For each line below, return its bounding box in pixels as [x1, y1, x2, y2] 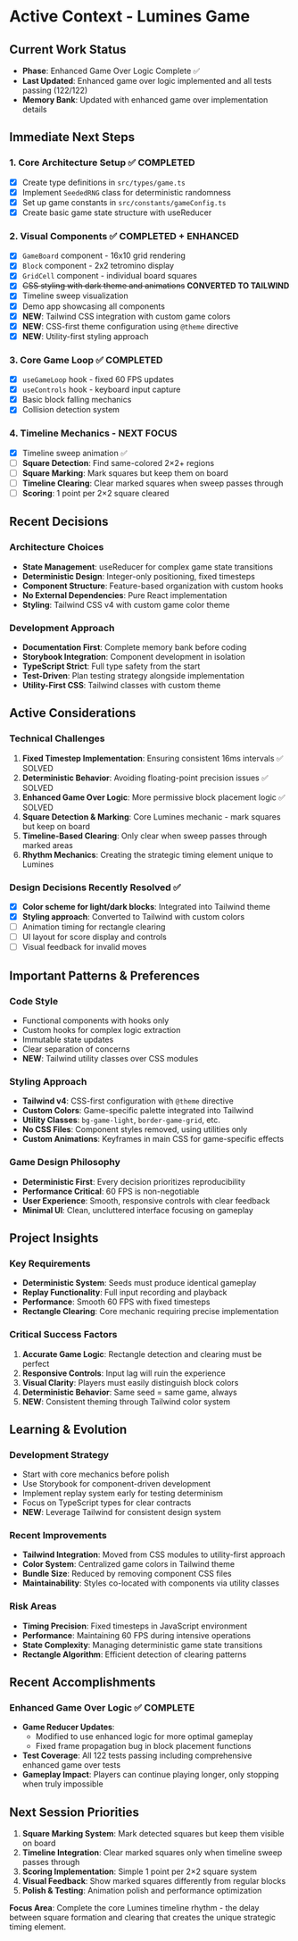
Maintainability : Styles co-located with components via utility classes [21, 1578, 279, 1588]
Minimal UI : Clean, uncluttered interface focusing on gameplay [21, 1204, 254, 1215]
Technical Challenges [9, 732, 105, 745]
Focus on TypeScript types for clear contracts [21, 1497, 192, 1508]
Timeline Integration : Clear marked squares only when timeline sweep [21, 1847, 283, 1858]
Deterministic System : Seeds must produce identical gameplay [21, 1278, 257, 1288]
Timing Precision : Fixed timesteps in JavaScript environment [21, 1620, 248, 1631]
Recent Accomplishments [9, 1675, 156, 1690]
